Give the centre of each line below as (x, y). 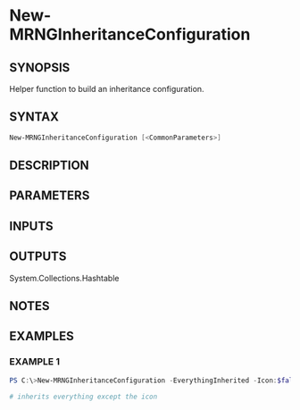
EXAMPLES (42, 336)
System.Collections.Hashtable (64, 278)
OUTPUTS (38, 257)
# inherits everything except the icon (83, 397)
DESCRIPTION (49, 166)
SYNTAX (34, 117)
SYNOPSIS (40, 67)
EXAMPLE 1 (35, 362)
